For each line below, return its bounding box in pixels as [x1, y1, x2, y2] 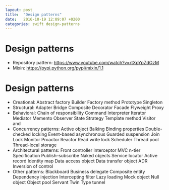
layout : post [5, 7, 33, 13]
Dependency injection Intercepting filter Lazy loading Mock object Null [12, 174, 159, 180]
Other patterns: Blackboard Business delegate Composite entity [12, 169, 145, 175]
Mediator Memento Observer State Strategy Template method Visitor [12, 115, 156, 121]
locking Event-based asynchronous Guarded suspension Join [32, 131, 160, 137]
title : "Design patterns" [5, 12, 62, 17]
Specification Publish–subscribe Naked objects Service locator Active [12, 153, 158, 159]
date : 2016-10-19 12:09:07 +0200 [5, 17, 80, 22]
